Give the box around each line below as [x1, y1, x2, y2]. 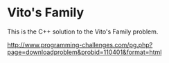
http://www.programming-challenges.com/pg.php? [7, 40, 153, 49]
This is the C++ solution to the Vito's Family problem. [7, 27, 159, 36]
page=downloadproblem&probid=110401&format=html [7, 48, 162, 56]
